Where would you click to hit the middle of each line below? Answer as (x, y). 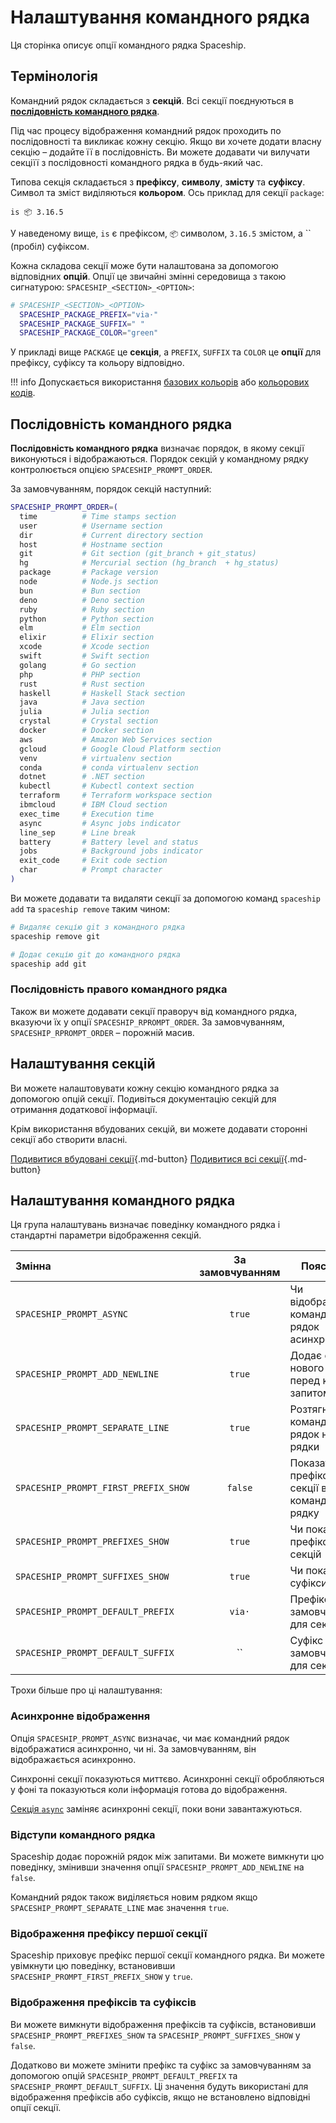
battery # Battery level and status (109, 842)
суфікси (308, 1583)
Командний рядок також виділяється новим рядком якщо (134, 1897)
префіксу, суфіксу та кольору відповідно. (97, 363)
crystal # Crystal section (89, 721)
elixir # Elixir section (87, 637)
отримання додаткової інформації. (84, 1109)
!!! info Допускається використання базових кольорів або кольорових (160, 382)
